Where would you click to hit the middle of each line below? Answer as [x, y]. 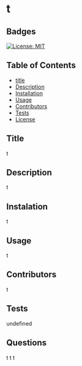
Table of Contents [41, 65]
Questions [27, 343]
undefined [19, 323]
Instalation [27, 206]
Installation [29, 93]
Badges [21, 32]
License [25, 119]
